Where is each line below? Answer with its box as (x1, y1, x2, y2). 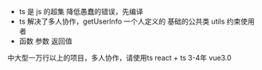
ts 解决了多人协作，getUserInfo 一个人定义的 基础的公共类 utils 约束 (18, 17, 241, 26)
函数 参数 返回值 (18, 36, 72, 46)
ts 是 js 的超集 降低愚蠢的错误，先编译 (18, 7, 144, 16)
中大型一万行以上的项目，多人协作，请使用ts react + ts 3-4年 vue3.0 (7, 53, 232, 62)
